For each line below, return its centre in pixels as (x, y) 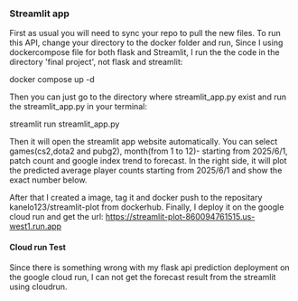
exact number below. (48, 180)
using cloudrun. (38, 287)
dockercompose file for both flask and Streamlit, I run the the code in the (144, 52)
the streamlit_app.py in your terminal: (78, 107)
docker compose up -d (52, 80)
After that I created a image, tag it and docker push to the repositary (136, 198)
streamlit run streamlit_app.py (65, 124)
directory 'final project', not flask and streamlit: (96, 62)
